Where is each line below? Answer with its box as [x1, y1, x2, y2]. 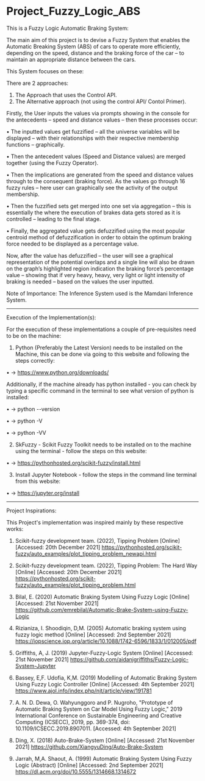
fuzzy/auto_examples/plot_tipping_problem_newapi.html [15, 550, 157, 557]
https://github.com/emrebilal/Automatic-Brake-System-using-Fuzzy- [15, 606, 189, 613]
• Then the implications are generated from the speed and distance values [6, 171, 194, 178]
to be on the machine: [6, 332, 62, 340]
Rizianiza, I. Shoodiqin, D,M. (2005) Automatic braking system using [15, 624, 186, 631]
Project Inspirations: [6, 507, 57, 514]
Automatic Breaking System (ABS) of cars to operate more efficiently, [6, 43, 181, 50]
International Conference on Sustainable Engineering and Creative [15, 711, 182, 719]
